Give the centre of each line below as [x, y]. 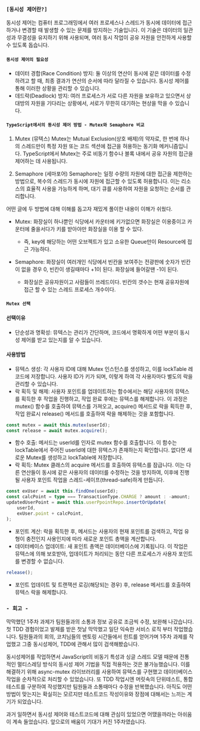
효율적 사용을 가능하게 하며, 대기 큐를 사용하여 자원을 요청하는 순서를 [105, 188]
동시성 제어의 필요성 [27, 59]
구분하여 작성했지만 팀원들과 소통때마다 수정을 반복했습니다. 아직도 [104, 686]
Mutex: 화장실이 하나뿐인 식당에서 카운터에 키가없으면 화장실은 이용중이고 [100, 221]
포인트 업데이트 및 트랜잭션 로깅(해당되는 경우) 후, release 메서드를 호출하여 [103, 585]
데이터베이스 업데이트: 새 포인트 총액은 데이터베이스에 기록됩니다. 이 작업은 [101, 546]
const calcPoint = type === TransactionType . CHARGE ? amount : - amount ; [98, 497]
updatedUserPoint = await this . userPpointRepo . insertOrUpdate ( [86, 503]
